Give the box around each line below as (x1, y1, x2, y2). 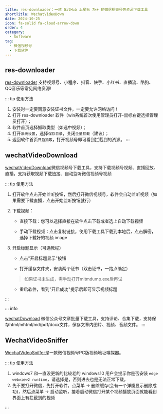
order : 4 (5, 25, 23, 30)
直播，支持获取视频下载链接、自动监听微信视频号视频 (5, 171, 112, 177)
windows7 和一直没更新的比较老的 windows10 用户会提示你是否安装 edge (12, 370, 158, 376)
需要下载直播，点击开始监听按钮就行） (16, 198, 93, 204)
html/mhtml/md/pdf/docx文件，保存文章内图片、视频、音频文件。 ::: (9, 322, 145, 328)
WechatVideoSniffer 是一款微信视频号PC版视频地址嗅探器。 (5, 349, 124, 356)
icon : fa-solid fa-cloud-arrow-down (5, 20, 79, 26)
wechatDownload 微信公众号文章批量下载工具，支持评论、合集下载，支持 (5, 316, 152, 321)
